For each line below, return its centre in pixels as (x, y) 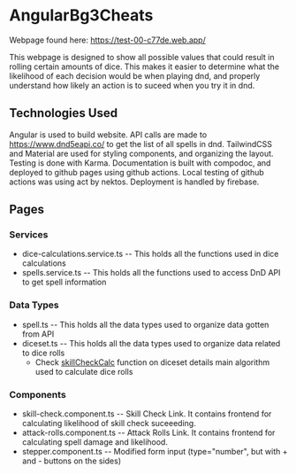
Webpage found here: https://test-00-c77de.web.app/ (107, 40)
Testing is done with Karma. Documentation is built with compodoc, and (140, 163)
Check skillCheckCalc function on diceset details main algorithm (152, 362)
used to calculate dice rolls (84, 371)
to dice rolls (43, 353)
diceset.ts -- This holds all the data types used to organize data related (151, 343)
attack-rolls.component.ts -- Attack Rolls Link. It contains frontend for (148, 433)
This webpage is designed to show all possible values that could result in (142, 57)
